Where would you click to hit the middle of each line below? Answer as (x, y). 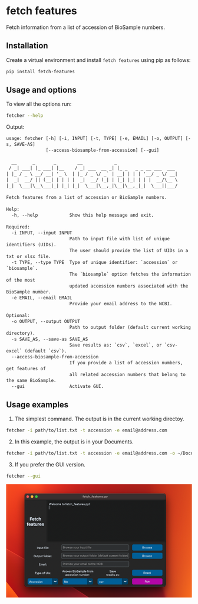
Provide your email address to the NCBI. (121, 304)
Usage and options (41, 90)
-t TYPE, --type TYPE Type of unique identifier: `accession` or (95, 263)
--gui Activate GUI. (58, 387)
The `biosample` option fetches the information (130, 275)
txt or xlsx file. (29, 257)
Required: (18, 227)
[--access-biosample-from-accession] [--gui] (103, 151)
